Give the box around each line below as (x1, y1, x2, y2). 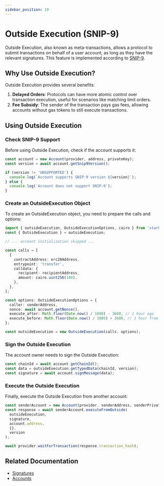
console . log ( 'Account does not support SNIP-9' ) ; (9, 184, 112, 189)
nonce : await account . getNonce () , (9, 307, 80, 312)
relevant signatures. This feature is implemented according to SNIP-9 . (5, 55, 145, 61)
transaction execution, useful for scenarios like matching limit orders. (12, 97, 151, 103)
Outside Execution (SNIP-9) (5, 28, 120, 39)
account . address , (9, 421, 45, 426)
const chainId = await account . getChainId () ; (5, 362, 99, 366)
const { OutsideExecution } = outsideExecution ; (5, 230, 106, 235)
